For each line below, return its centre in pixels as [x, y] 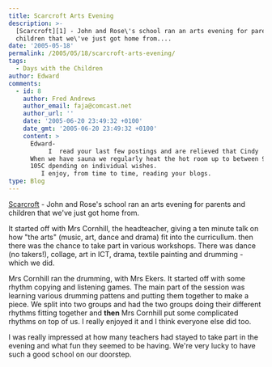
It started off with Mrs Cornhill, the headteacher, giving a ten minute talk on [134, 228]
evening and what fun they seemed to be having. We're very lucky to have [132, 345]
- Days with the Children [59, 69]
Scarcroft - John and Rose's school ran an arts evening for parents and [127, 204]
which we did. [32, 263]
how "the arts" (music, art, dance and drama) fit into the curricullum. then [131, 237]
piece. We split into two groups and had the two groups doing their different [135, 304]
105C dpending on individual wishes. [93, 167]
